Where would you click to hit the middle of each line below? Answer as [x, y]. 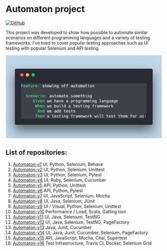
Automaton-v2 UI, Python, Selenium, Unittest [59, 169]
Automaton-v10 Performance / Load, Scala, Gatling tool [69, 211]
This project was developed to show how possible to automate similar [77, 32]
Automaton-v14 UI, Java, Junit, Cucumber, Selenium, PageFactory [80, 232]
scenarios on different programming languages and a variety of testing [78, 38]
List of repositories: [36, 152]
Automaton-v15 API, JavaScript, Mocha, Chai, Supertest [70, 238]
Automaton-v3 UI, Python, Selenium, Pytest [57, 175]
